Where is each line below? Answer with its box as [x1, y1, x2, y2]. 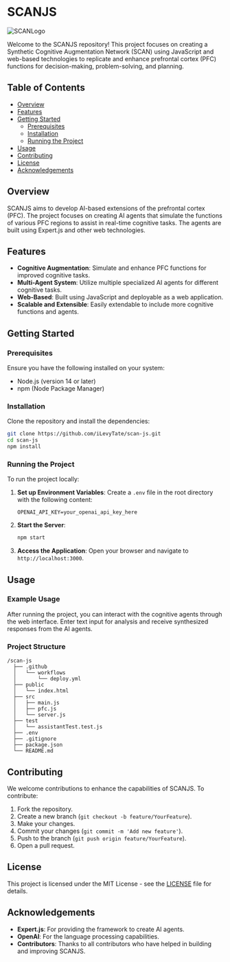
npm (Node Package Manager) [16, 385, 105, 393]
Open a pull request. [16, 841, 76, 849]
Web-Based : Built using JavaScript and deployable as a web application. [16, 293, 224, 301]
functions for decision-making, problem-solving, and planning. [7, 62, 184, 70]
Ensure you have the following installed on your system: [7, 364, 165, 372]
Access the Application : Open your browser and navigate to [16, 547, 189, 555]
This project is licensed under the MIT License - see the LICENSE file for [7, 880, 211, 888]
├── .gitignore [13, 735, 57, 742]
